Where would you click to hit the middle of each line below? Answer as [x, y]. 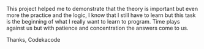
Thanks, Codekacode [33, 40]
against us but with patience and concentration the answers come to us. [97, 28]
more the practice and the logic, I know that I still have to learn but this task [101, 15]
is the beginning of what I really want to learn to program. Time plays [93, 21]
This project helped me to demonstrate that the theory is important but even [102, 9]
